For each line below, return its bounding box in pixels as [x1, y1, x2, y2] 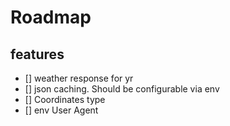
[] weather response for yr [24, 72, 134, 84]
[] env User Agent [24, 104, 99, 116]
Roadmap [10, 6, 92, 29]
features [10, 46, 65, 63]
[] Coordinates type [24, 94, 106, 105]
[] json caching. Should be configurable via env [24, 83, 220, 95]
